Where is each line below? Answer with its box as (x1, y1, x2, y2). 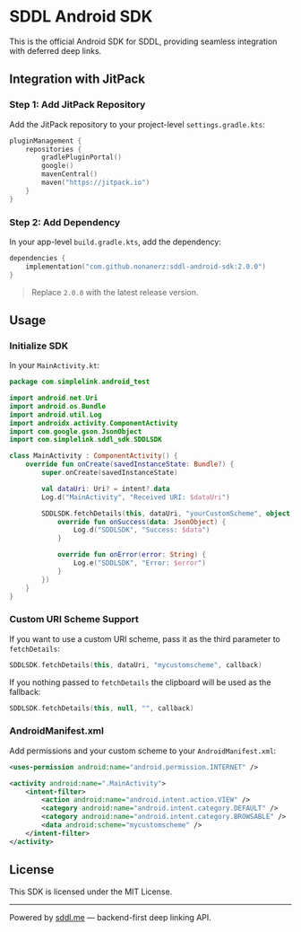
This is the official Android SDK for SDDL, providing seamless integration (9, 36, 278, 47)
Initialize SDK (9, 339, 69, 352)
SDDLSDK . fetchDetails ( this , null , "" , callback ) (9, 703, 194, 713)
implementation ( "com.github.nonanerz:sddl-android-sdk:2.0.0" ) (25, 262, 267, 271)
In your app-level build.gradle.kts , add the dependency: (9, 236, 222, 247)
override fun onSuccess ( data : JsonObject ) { (56, 517, 227, 526)
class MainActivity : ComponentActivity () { (9, 452, 178, 461)
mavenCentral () (41, 170, 99, 179)
